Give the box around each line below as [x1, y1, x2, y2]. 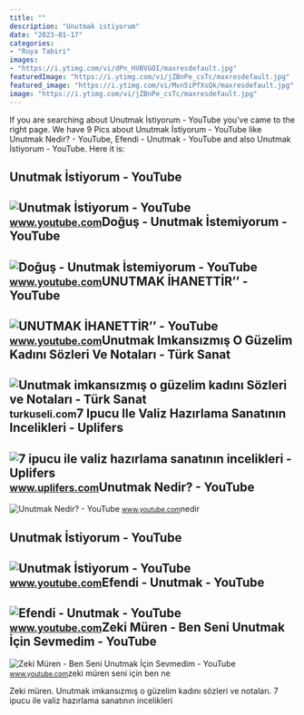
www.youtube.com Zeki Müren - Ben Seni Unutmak [9, 620, 286, 635]
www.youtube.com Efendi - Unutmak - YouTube [9, 575, 265, 591]
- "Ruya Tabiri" [9, 47, 71, 56]
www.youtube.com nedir [122, 504, 200, 514]
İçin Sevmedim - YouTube [9, 634, 157, 650]
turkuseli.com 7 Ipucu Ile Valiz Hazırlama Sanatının [9, 406, 287, 422]
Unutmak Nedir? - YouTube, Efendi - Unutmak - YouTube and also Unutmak [9, 133, 291, 144]
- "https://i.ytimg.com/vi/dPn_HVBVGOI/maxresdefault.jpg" [9, 64, 238, 73]
